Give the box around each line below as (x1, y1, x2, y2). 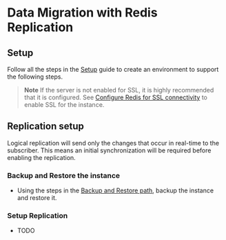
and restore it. (17, 194, 57, 202)
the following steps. (7, 72, 63, 81)
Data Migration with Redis (7, 5, 158, 21)
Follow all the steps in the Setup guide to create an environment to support (7, 66, 219, 73)
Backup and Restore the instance (7, 170, 121, 180)
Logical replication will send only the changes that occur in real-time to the (7, 139, 219, 147)
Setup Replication (7, 211, 68, 221)
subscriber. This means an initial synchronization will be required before (7, 146, 212, 154)
